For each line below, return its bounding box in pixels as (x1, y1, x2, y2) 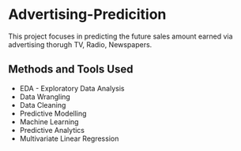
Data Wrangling (19, 92, 71, 101)
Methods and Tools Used (8, 63, 134, 76)
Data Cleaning (19, 100, 66, 109)
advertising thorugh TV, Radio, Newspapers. (8, 39, 153, 49)
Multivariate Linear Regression (19, 134, 119, 143)
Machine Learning (19, 116, 79, 127)
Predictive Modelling (19, 109, 87, 118)
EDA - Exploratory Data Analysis (19, 83, 125, 93)
